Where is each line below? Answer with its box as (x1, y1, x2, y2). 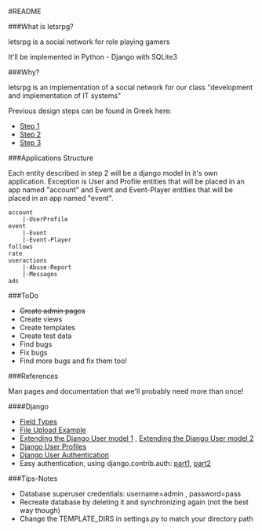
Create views (19, 315, 63, 324)
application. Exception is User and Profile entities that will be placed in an (8, 176, 245, 186)
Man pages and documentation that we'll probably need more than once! (8, 387, 244, 395)
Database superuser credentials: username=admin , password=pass (19, 489, 242, 498)
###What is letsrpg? (8, 22, 74, 31)
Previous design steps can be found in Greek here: (8, 106, 173, 115)
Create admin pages (19, 306, 86, 315)
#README (8, 7, 42, 16)
